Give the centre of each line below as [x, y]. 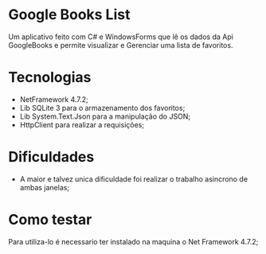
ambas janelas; [45, 187]
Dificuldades [51, 157]
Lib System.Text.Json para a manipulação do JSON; [105, 116]
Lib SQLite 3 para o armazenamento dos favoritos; [102, 107]
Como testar [50, 220]
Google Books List [69, 15]
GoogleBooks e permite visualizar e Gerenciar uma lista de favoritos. [121, 45]
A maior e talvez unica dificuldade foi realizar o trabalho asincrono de [134, 179]
